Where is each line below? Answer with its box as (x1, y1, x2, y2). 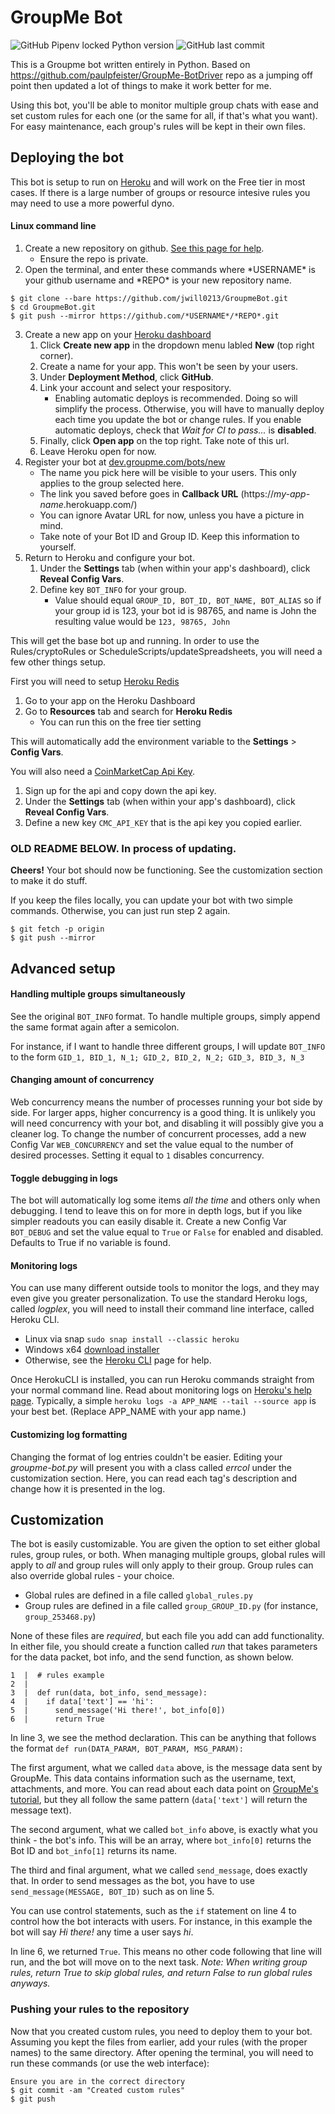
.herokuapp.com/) (63, 498, 138, 510)
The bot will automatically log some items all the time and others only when (10, 1194, 321, 1206)
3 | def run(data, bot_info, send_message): (10, 1688, 208, 1698)
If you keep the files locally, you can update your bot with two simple (10, 894, 293, 906)
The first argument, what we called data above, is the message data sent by (10, 1762, 323, 1774)
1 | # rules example (10, 1671, 105, 1681)
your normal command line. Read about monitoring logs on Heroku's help (10, 1384, 312, 1396)
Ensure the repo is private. (39, 252, 149, 265)
